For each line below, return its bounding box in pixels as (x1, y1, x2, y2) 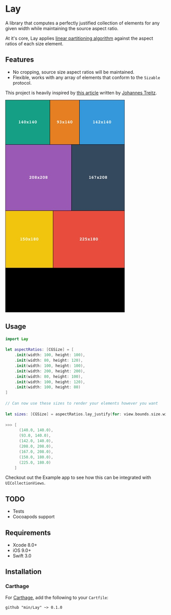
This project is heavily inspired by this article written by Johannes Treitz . (5, 90, 157, 96)
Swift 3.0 (12, 553, 32, 559)
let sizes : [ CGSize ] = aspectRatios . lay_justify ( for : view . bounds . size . (5, 411, 163, 417)
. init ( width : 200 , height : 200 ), (14, 368, 85, 373)
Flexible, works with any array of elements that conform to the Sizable (12, 74, 160, 81)
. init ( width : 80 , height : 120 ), (14, 358, 83, 363)
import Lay (5, 336, 28, 341)
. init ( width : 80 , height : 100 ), (14, 374, 83, 379)
